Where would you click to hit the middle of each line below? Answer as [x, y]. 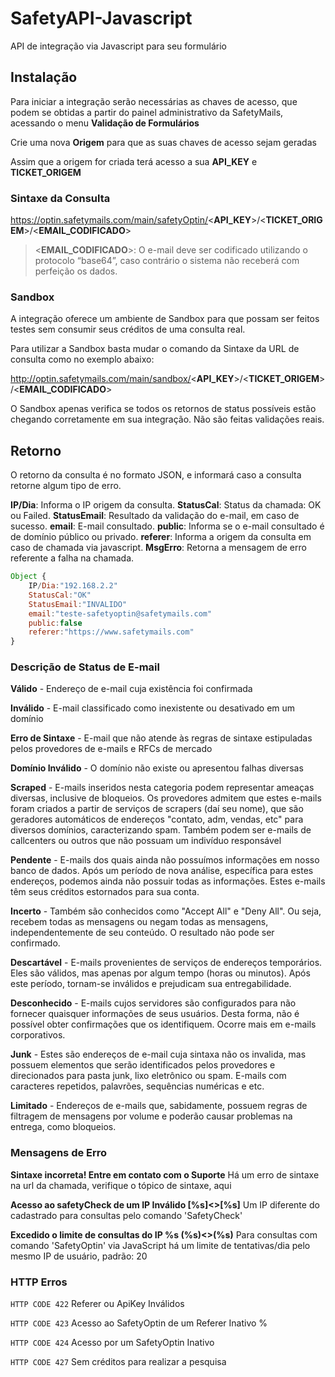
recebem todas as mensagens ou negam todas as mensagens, [139, 922]
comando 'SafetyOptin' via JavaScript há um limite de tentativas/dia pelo [160, 1245]
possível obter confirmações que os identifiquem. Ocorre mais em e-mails [163, 1024]
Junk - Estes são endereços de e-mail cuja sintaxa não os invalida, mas [158, 1054]
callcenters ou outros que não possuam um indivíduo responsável [146, 841]
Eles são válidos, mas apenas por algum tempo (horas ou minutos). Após [160, 973]
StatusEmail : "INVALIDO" [78, 604]
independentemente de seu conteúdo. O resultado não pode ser [142, 933]
